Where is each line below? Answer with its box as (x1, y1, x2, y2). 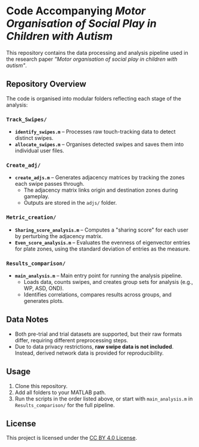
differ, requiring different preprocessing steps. (14, 336, 129, 343)
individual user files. (14, 147, 64, 154)
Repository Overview (6, 79, 86, 89)
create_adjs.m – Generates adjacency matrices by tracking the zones (14, 174, 185, 181)
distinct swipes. (14, 135, 54, 142)
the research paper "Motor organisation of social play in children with (6, 55, 178, 62)
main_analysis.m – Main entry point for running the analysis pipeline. (14, 272, 183, 279)
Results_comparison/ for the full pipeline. (14, 401, 115, 408)
